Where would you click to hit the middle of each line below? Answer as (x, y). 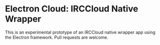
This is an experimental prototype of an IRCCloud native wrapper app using (80, 32)
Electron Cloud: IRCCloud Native (72, 9)
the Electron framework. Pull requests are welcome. (57, 37)
